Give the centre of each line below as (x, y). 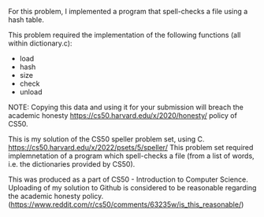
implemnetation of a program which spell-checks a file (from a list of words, (131, 156)
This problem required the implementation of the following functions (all (125, 35)
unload (31, 92)
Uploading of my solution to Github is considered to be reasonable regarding (132, 188)
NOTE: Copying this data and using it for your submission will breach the (126, 107)
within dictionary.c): (40, 43)
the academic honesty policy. (56, 196)
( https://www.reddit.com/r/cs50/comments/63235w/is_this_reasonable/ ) (126, 204)
